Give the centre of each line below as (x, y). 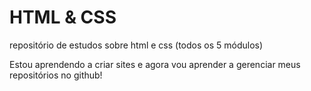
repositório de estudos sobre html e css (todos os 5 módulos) (136, 45)
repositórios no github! (56, 75)
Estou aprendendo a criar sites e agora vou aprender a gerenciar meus (155, 64)
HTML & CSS (63, 17)
